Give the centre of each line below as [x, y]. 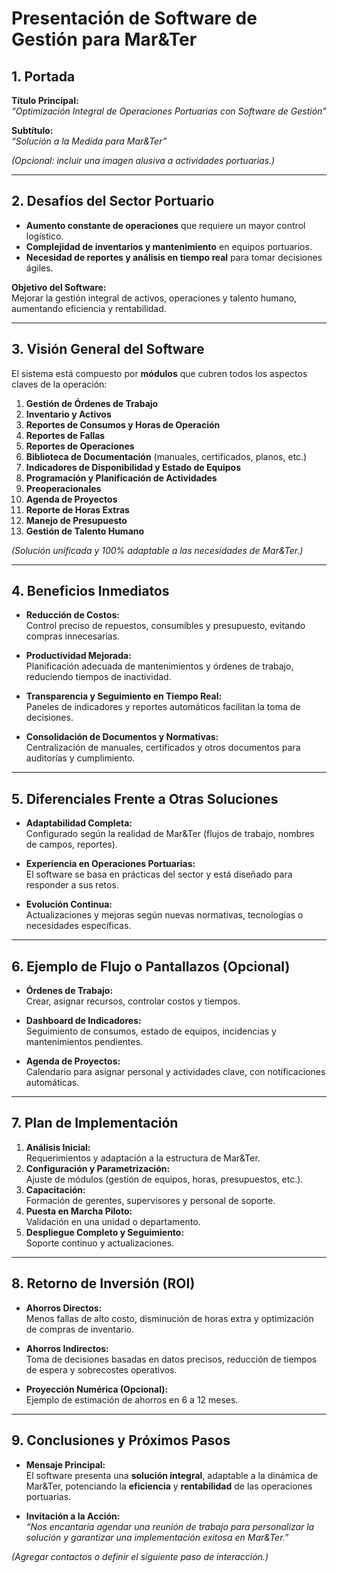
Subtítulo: [32, 130]
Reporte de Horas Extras [77, 509]
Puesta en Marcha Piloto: [79, 1211]
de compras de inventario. [80, 1329]
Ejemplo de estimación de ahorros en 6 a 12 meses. [132, 1399]
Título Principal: [45, 100]
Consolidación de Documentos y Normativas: [122, 737]
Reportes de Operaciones [80, 446]
